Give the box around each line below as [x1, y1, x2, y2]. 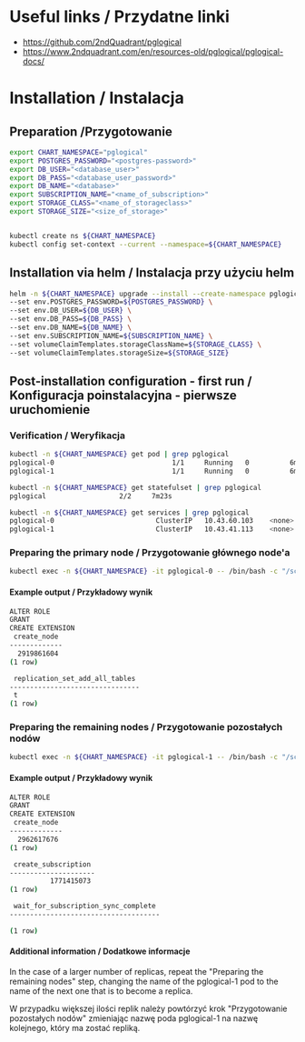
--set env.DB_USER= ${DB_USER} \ [9, 306, 132, 316]
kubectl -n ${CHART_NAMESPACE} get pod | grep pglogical [9, 450, 230, 459]
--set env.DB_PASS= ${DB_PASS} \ [9, 315, 132, 324]
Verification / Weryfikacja [9, 429, 125, 442]
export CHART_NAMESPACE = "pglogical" [9, 147, 148, 156]
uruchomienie [9, 402, 91, 417]
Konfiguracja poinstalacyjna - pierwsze [9, 387, 238, 403]
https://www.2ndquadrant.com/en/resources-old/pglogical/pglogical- [22, 45, 284, 56]
